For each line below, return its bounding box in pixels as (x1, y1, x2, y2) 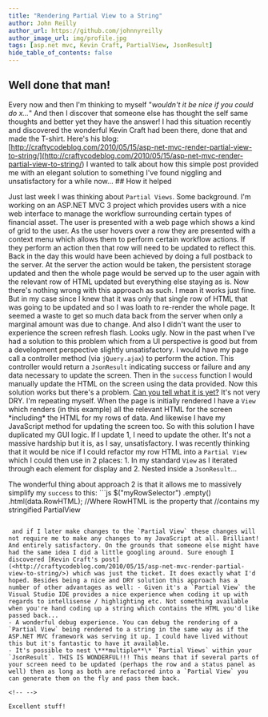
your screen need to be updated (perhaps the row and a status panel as (8, 660, 256, 668)
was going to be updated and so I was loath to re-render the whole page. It (8, 302, 256, 312)
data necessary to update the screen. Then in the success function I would (8, 370, 254, 380)
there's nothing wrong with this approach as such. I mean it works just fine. (8, 285, 256, 294)
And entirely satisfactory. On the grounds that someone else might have (8, 541, 260, 549)
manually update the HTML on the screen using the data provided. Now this (8, 379, 258, 388)
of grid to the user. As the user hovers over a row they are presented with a (8, 226, 256, 235)
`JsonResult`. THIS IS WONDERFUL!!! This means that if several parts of (8, 653, 260, 661)
